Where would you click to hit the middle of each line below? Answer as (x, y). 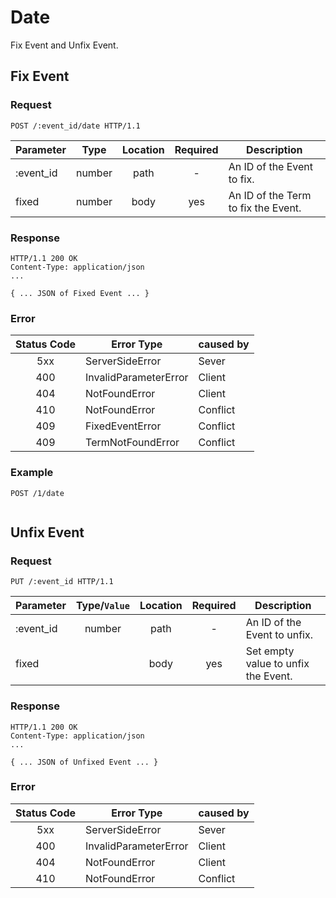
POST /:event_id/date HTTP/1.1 (75, 126)
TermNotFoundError (132, 443)
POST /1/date (37, 493)
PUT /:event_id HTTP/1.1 (62, 582)
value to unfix (277, 664)
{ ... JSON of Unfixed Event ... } (84, 762)
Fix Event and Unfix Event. (64, 45)
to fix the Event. (265, 208)
